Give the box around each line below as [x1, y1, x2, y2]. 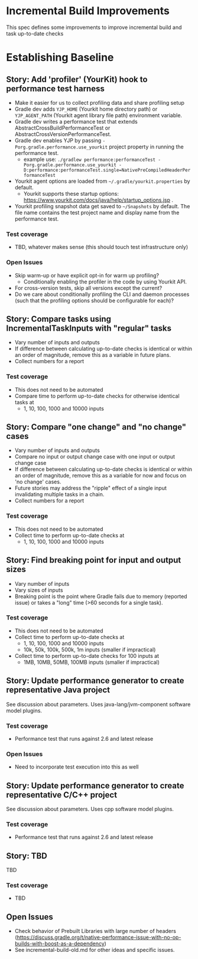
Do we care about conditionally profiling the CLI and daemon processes [14, 290, 190, 298]
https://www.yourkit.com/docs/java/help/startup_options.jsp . [23, 196, 173, 204]
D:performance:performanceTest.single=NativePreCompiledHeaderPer [23, 167, 191, 173]
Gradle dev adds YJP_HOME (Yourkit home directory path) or [14, 105, 158, 112]
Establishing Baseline [6, 51, 114, 64]
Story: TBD [6, 851, 47, 861]
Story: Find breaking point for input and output [6, 555, 181, 566]
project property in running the [109, 143, 184, 150]
